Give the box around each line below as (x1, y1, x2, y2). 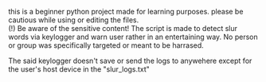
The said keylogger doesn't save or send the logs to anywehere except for (8, 56, 252, 65)
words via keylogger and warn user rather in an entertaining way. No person (8, 32, 259, 41)
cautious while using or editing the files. (8, 15, 139, 25)
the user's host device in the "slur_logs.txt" (8, 64, 150, 74)
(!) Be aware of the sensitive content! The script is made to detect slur (8, 24, 237, 33)
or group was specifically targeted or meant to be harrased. (8, 41, 205, 50)
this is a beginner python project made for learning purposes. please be (8, 7, 244, 16)
